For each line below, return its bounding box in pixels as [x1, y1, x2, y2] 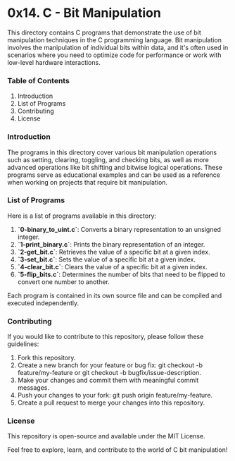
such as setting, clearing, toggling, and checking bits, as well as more [7, 155, 209, 164]
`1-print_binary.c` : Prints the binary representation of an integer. [17, 240, 205, 248]
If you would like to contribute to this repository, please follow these [7, 333, 204, 341]
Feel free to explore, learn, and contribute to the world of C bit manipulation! [7, 445, 228, 454]
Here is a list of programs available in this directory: [7, 211, 157, 220]
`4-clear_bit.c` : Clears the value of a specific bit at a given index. [17, 262, 208, 271]
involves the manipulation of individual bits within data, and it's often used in [7, 43, 229, 51]
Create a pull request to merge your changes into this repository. [17, 398, 205, 407]
